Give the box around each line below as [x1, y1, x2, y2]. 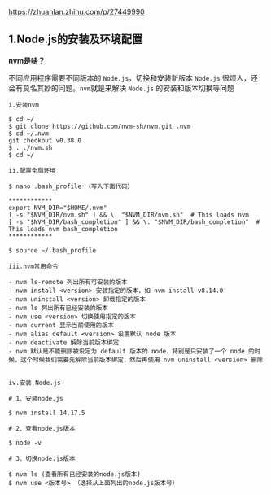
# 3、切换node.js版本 [8, 454, 76, 462]
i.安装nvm [8, 101, 39, 109]
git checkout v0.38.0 [8, 136, 82, 145]
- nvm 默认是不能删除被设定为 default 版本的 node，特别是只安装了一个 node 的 [8, 347, 255, 355]
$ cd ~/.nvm [8, 129, 49, 138]
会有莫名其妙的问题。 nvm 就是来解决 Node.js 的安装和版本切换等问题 [8, 83, 234, 93]
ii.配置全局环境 [8, 166, 56, 174]
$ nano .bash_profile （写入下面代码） [8, 182, 134, 191]
